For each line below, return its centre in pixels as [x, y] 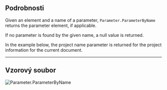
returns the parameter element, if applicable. [51, 25]
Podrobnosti [25, 8]
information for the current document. [44, 50]
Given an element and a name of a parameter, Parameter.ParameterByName [80, 20]
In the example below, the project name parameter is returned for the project [83, 45]
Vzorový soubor [31, 70]
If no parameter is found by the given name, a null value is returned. [75, 35]
